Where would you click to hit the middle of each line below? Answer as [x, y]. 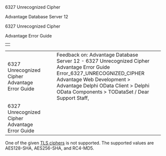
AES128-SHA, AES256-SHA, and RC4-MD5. [50, 148]
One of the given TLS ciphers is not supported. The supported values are [80, 143]
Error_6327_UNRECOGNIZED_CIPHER [101, 73]
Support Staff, [73, 98]
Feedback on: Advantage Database [97, 55]
